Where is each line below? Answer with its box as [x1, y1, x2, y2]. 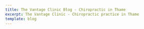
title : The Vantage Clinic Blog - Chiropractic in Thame [5, 7, 126, 12]
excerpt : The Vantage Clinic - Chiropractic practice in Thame [5, 12, 140, 17]
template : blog [5, 16, 37, 21]
